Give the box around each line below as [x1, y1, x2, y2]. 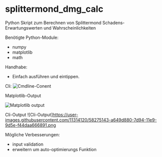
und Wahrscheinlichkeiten [43, 25, 96, 31]
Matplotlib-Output [5, 93, 41, 98]
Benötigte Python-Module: [5, 34, 59, 40]
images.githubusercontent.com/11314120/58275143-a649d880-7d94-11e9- [5, 117, 157, 123]
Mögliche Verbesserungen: [5, 131, 60, 137]
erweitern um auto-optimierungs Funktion [12, 146, 97, 152]
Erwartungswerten [5, 25, 43, 31]
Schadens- [102, 20, 125, 26]
